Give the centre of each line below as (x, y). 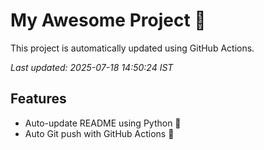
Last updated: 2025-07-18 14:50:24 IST (92, 67)
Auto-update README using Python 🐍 (103, 123)
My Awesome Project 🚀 (108, 20)
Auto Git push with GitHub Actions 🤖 (99, 133)
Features (38, 99)
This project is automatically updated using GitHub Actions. (132, 48)
